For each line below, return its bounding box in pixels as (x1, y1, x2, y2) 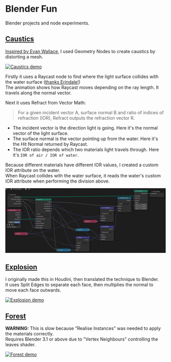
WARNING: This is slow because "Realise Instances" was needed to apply (5, 325, 161, 331)
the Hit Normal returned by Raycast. (12, 141, 88, 147)
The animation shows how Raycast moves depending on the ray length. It (5, 84, 159, 90)
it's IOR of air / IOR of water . (12, 151, 79, 158)
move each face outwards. (5, 287, 62, 293)
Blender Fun (5, 3, 58, 15)
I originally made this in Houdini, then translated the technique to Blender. (5, 276, 159, 282)
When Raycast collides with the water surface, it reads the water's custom (5, 172, 161, 178)
